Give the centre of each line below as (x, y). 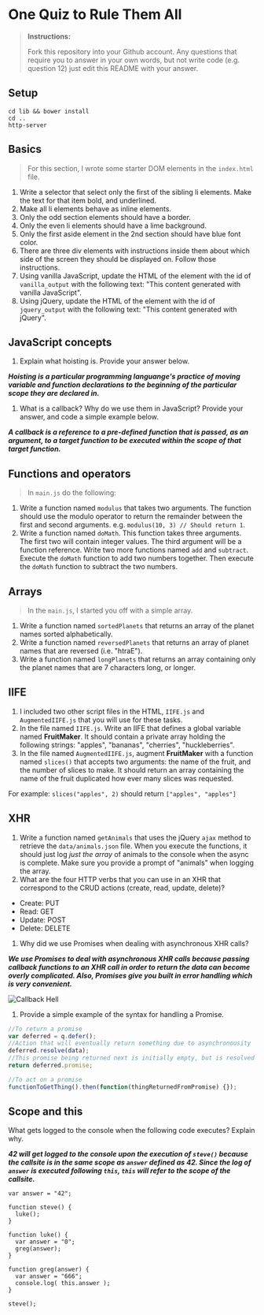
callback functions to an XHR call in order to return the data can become (129, 967)
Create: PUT (40, 903)
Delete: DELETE (45, 928)
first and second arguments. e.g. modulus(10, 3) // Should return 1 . (132, 525)
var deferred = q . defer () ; (52, 1036)
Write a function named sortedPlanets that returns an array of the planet (137, 626)
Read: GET (37, 911)
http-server (27, 125)
